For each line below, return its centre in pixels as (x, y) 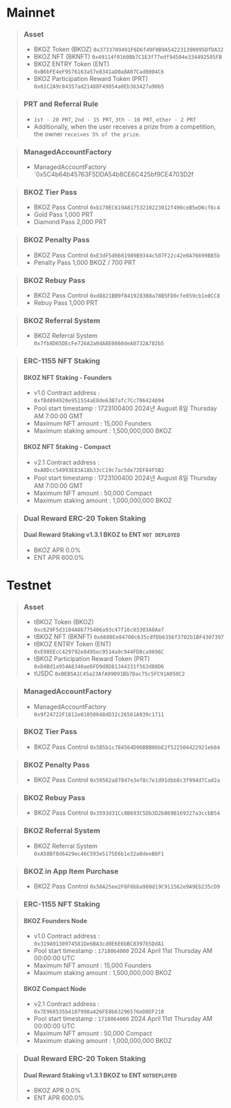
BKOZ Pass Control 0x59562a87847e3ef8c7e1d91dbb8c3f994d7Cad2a (127, 780)
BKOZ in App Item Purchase (71, 871)
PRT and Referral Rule (61, 104)
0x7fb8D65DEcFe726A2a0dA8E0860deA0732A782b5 (99, 344)
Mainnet (31, 13)
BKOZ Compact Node (55, 988)
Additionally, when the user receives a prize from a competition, (124, 127)
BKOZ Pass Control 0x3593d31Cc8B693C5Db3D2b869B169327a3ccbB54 (127, 813)
